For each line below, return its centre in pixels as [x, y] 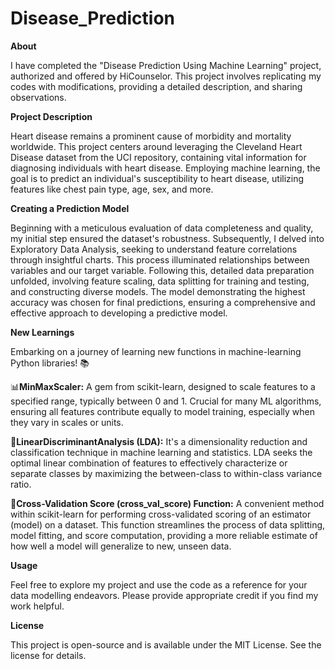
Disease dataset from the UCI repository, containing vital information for [158, 157]
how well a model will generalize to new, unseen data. [121, 546]
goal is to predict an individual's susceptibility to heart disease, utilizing [157, 178]
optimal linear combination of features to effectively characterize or [149, 463]
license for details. [48, 655]
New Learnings [42, 332]
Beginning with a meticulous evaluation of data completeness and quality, [162, 228]
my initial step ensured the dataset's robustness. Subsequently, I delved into [167, 238]
